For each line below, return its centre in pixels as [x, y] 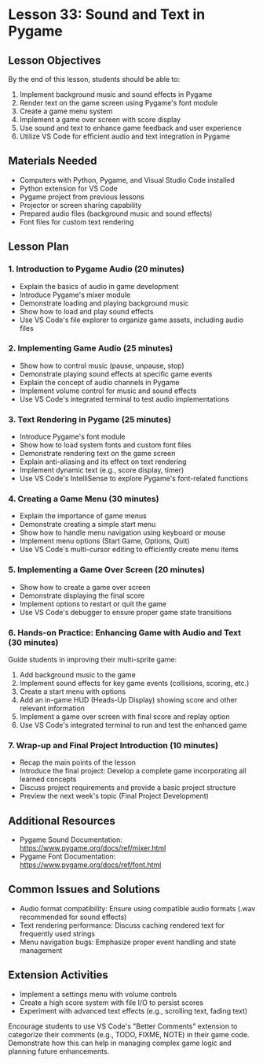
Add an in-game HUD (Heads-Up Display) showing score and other [128, 699]
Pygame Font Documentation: [68, 857]
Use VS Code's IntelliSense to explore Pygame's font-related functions [134, 479]
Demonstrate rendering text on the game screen [97, 454]
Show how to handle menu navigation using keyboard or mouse [122, 532]
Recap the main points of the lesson [77, 762]
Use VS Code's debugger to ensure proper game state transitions [126, 612]
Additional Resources [62, 821]
